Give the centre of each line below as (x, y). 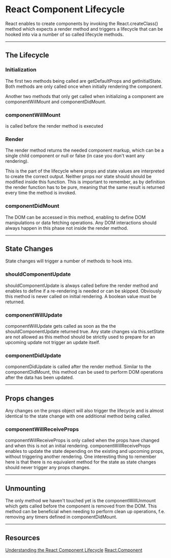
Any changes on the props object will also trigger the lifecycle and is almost (84, 411)
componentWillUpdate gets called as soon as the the (61, 326)
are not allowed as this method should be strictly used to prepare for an (80, 337)
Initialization (21, 70)
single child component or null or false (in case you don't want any (75, 156)
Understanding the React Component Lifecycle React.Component (74, 550)
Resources (23, 538)
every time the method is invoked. (41, 193)
